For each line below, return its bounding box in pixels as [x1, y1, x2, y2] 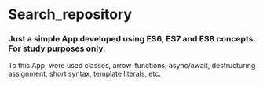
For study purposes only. [8, 43, 106, 54]
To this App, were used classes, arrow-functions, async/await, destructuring [8, 61, 256, 70]
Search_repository [8, 5, 132, 23]
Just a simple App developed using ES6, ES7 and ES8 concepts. [8, 34, 256, 45]
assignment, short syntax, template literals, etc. [8, 69, 162, 79]
